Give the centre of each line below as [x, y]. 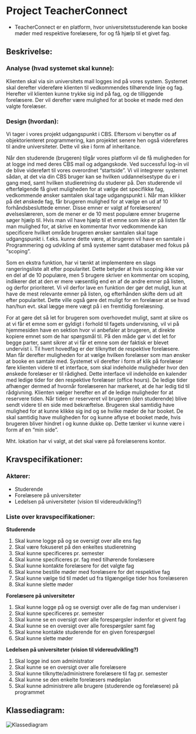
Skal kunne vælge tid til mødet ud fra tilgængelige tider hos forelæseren [101, 578]
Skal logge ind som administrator [54, 661]
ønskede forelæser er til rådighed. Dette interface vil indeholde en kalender [97, 373]
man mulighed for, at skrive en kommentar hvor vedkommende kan [87, 226]
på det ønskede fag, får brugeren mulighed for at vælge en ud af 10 [87, 201]
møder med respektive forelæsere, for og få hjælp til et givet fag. [92, 33]
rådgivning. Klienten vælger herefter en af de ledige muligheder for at [90, 392]
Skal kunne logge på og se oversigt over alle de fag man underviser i [97, 607]
